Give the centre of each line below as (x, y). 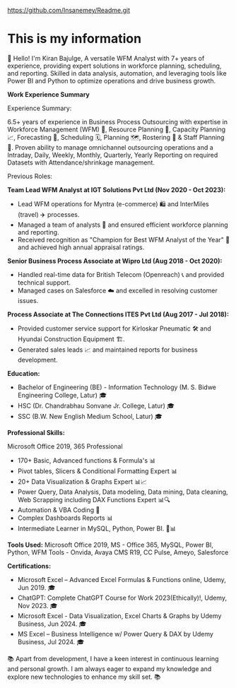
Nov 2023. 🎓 (37, 605)
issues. (28, 300)
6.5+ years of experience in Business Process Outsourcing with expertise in (118, 121)
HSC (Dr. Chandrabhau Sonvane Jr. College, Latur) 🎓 (96, 405)
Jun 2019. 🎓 (36, 587)
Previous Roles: (30, 176)
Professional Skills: (36, 432)
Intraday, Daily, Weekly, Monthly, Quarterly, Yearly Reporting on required (113, 155)
